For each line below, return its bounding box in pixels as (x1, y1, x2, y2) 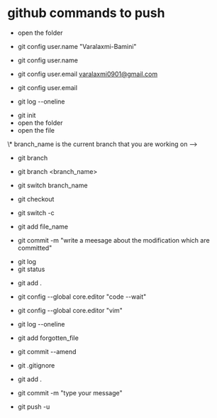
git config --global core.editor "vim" (17, 306, 123, 314)
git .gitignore (17, 361, 55, 370)
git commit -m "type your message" (17, 388, 123, 397)
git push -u (17, 402, 50, 411)
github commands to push (7, 5, 165, 21)
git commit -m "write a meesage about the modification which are (17, 236, 211, 244)
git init (17, 111, 36, 119)
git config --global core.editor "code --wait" (17, 292, 147, 301)
